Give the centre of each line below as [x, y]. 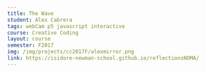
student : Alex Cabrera [40, 20]
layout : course [29, 39]
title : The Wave [30, 13]
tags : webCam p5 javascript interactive [66, 26]
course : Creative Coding [43, 33]
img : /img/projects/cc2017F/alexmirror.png [71, 52]
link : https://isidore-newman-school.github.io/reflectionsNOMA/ [103, 58]
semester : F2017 [30, 45]
